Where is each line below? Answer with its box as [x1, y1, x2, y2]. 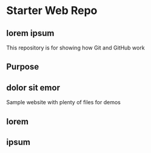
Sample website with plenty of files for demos [6, 99, 121, 106]
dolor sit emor [6, 82, 61, 93]
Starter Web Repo [6, 4, 98, 18]
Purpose [6, 62, 39, 72]
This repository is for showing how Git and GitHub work [6, 44, 145, 51]
